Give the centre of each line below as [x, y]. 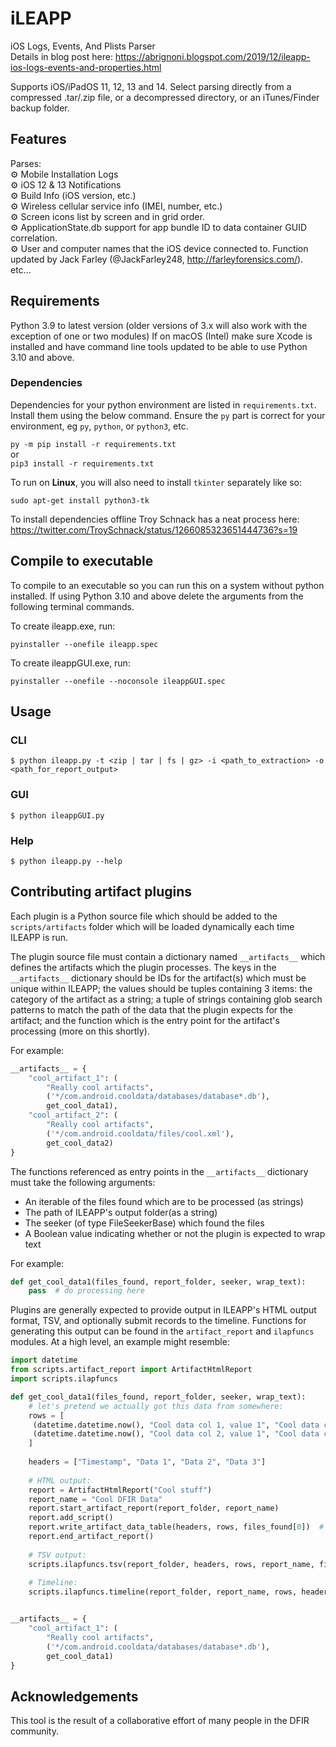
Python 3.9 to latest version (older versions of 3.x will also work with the [159, 325]
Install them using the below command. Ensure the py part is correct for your [168, 415]
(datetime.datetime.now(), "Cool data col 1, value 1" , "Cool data [176, 1425]
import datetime [44, 1360]
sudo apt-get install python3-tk [80, 500]
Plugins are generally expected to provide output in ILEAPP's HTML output [163, 1310]
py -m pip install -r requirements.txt [93, 444]
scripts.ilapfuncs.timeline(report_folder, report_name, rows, [163, 1592]
